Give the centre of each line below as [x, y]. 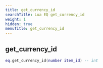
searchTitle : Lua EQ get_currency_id [45, 15]
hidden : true [19, 24]
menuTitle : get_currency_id [35, 29]
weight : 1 [16, 19]
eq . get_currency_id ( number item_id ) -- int [52, 60]
